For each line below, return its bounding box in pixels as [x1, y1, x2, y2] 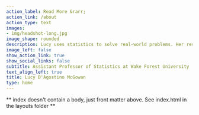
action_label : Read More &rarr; [6, 8, 86, 15]
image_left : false [6, 47, 52, 53]
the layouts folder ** [6, 103, 56, 109]
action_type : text [6, 19, 52, 25]
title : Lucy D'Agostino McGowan [6, 74, 86, 80]
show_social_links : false [6, 58, 70, 64]
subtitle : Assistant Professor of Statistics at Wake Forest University [6, 63, 190, 70]
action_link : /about [6, 14, 57, 20]
